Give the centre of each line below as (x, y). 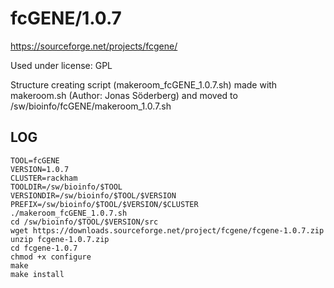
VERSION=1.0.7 (40, 169)
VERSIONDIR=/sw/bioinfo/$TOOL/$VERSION (93, 195)
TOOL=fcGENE (35, 160)
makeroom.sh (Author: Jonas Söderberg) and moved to (124, 95)
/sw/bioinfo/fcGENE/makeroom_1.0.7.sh (91, 106)
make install (37, 274)
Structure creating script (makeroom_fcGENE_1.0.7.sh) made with (144, 84)
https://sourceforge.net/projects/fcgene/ (94, 46)
